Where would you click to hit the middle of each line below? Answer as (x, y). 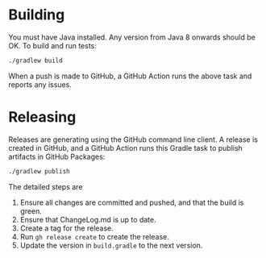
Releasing (42, 117)
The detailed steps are (46, 186)
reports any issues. (40, 84)
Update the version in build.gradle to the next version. (111, 245)
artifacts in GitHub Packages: (57, 156)
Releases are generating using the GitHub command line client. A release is (133, 139)
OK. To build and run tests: (52, 45)
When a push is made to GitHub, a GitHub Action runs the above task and (130, 76)
